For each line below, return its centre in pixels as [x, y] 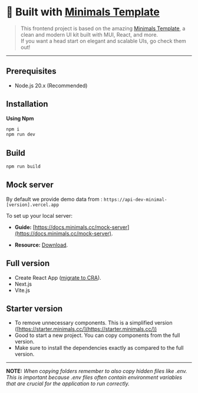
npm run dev [21, 135]
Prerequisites [31, 71]
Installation [27, 104]
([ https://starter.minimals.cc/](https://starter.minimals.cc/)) [86, 329]
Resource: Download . [41, 245]
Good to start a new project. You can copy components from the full [97, 335]
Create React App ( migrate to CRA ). [58, 277]
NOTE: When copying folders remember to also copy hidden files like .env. [97, 371]
